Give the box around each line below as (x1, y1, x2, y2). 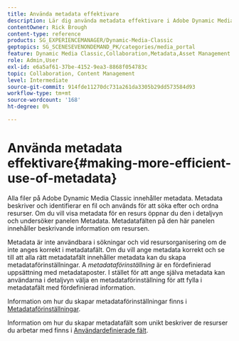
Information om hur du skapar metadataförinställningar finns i (7, 297, 187, 305)
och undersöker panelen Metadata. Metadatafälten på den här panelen (7, 216, 215, 225)
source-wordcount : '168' (7, 97, 81, 104)
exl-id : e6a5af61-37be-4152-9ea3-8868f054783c (7, 63, 148, 70)
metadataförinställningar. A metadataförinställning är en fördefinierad (7, 261, 211, 269)
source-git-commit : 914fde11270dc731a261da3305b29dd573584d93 (7, 83, 196, 90)
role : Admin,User (7, 57, 59, 64)
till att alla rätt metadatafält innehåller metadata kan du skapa (7, 253, 186, 261)
